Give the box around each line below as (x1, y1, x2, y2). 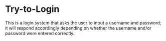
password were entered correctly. (5, 30, 75, 36)
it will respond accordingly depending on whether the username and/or (5, 25, 152, 31)
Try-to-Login (5, 3, 60, 15)
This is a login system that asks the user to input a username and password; (5, 20, 162, 26)
